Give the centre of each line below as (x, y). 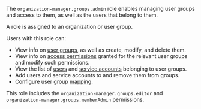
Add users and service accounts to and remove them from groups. (97, 75)
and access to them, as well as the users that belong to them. (82, 15)
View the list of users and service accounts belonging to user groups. (101, 69)
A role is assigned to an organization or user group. (70, 27)
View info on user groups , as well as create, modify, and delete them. (100, 50)
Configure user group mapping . (54, 81)
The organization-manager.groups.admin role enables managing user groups (100, 9)
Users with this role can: (36, 38)
